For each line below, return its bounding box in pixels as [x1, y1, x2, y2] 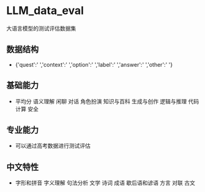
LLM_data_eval [6, 4, 84, 18]
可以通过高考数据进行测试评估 [15, 142, 91, 150]
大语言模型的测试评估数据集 [6, 24, 76, 32]
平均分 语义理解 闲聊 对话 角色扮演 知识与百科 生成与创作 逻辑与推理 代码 [15, 97, 199, 105]
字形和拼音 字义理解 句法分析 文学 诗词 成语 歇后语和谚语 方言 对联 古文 [15, 179, 196, 186]
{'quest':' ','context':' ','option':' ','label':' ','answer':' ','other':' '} [15, 61, 173, 68]
